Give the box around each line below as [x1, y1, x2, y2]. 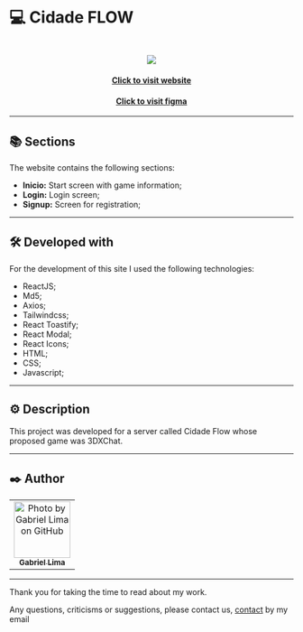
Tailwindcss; [22, 309, 69, 321]
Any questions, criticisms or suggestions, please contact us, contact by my [9, 604, 289, 615]
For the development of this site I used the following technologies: [9, 263, 255, 274]
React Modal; [22, 329, 72, 339]
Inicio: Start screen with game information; [22, 180, 182, 191]
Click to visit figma [115, 96, 188, 107]
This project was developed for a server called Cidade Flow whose [9, 425, 258, 436]
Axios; [22, 300, 47, 311]
